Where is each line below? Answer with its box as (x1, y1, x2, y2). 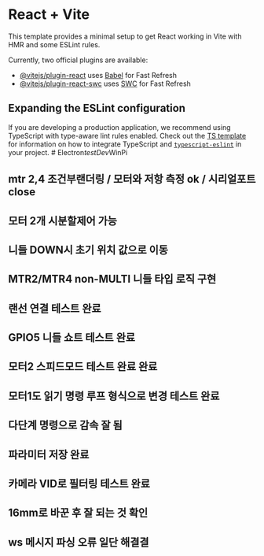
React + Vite (8, 6, 90, 24)
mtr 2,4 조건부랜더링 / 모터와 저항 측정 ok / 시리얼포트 (8, 172, 256, 186)
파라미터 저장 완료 (8, 447, 90, 461)
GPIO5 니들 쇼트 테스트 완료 (8, 331, 136, 344)
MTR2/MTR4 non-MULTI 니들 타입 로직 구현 (8, 272, 217, 286)
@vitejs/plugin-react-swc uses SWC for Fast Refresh (19, 79, 191, 88)
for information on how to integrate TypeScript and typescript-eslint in (8, 139, 242, 149)
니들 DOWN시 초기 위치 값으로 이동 (8, 243, 169, 257)
